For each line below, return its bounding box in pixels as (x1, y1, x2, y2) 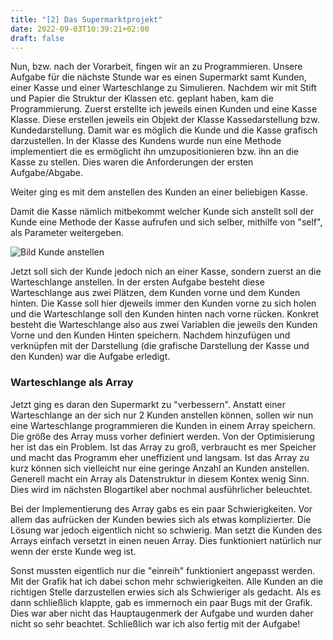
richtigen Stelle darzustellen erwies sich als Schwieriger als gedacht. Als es (10, 586, 322, 598)
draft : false (10, 33, 65, 43)
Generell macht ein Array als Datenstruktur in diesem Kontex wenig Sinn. (10, 472, 310, 485)
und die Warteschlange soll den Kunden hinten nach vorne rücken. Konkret (10, 308, 320, 320)
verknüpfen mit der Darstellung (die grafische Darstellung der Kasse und (10, 340, 310, 352)
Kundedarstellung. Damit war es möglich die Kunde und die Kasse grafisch (10, 124, 318, 136)
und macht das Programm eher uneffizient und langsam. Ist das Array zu (10, 451, 310, 463)
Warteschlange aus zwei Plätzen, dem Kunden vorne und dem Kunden (10, 287, 301, 299)
